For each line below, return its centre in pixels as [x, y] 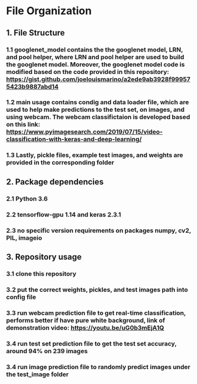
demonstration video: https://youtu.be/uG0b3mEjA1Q [85, 328]
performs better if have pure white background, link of [86, 320]
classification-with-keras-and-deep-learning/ [74, 139]
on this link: [23, 124]
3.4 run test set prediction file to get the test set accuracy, [91, 343]
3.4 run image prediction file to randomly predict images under [98, 367]
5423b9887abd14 [33, 86]
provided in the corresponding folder [60, 163]
